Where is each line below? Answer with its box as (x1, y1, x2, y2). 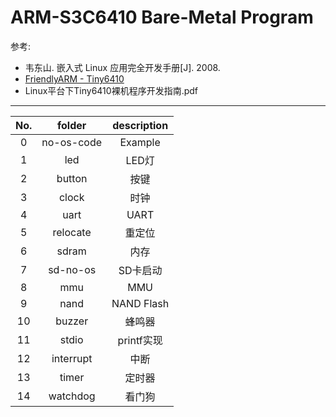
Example (119, 135, 161, 149)
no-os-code (41, 135, 103, 149)
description (112, 118, 169, 132)
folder (57, 118, 87, 132)
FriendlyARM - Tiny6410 (24, 72, 125, 85)
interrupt (51, 351, 93, 365)
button (56, 171, 88, 185)
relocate (52, 225, 92, 239)
